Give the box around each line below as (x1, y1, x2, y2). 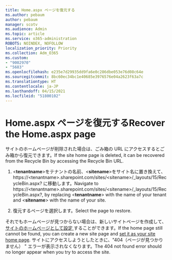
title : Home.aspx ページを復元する (5, 7, 75, 13)
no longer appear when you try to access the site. (5, 249, 111, 255)
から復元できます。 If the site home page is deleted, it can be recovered (14, 152, 165, 158)
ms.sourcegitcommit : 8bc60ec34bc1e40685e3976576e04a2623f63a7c (5, 74, 144, 79)
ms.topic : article (5, 31, 45, 36)
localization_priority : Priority (5, 46, 77, 51)
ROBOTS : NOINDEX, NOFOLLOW (5, 41, 63, 46)
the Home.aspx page (5, 128, 96, 140)
